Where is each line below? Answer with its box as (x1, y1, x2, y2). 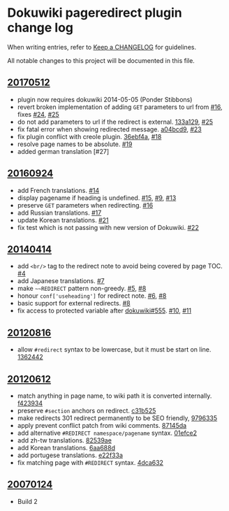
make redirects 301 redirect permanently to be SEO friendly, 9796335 (17, 414, 218, 422)
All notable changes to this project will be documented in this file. (7, 56, 195, 64)
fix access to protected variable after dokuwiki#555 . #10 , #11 (17, 306, 192, 315)
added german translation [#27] (17, 147, 110, 155)
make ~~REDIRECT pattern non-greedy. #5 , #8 (17, 285, 147, 293)
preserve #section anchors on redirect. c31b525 (17, 407, 156, 415)
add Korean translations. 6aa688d (17, 444, 116, 452)
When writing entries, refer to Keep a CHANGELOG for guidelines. (7, 43, 197, 51)
